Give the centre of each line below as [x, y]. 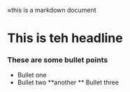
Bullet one [32, 75]
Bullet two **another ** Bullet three [68, 82]
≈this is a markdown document [52, 10]
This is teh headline [65, 38]
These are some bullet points [58, 60]
